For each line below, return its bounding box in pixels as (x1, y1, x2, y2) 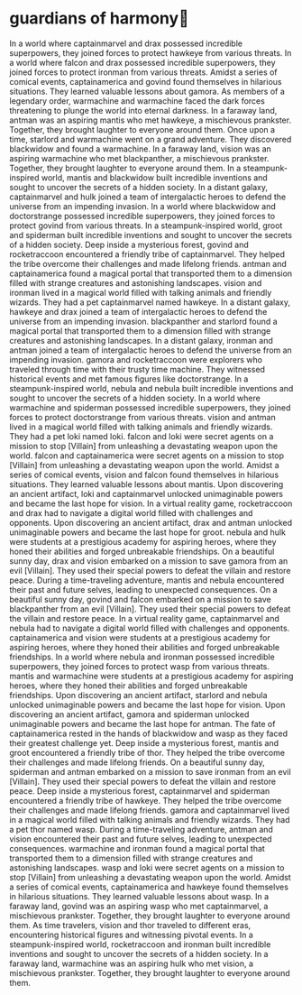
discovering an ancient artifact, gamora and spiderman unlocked (9, 708, 250, 720)
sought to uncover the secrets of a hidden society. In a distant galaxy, (9, 181, 269, 192)
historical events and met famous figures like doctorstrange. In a (9, 373, 249, 384)
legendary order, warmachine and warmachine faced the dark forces (9, 95, 266, 106)
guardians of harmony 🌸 (9, 8, 189, 29)
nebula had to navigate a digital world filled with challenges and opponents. (9, 622, 290, 633)
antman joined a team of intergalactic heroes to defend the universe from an (9, 345, 293, 355)
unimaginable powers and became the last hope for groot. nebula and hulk (9, 527, 287, 538)
